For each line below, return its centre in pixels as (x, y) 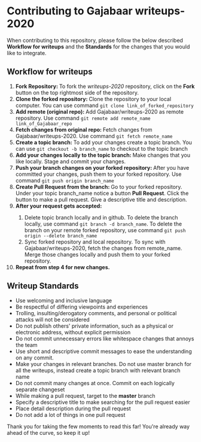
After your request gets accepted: (59, 206)
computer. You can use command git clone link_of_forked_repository (104, 105)
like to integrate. (27, 53)
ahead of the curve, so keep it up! (48, 432)
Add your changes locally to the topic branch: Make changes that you (103, 155)
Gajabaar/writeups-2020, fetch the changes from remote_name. (103, 248)
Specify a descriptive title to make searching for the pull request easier (103, 402)
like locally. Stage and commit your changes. (71, 161)
